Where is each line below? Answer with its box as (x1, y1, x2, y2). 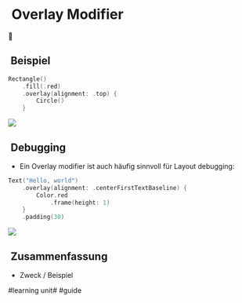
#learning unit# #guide (8, 286, 82, 295)
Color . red (36, 191, 68, 199)
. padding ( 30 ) (22, 214, 65, 221)
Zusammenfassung (10, 250, 108, 263)
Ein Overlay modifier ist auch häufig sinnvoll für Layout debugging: (19, 161, 235, 170)
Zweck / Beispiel (19, 271, 74, 279)
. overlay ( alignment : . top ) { (22, 89, 117, 97)
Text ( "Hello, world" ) (8, 177, 79, 184)
